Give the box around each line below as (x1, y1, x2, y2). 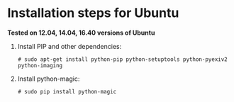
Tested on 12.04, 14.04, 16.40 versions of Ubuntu (7, 28, 155, 37)
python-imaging (17, 62, 63, 69)
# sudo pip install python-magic (17, 88, 117, 95)
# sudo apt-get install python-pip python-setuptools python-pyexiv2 (17, 55, 228, 63)
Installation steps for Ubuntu (7, 5, 179, 21)
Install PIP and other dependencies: (17, 42, 122, 50)
